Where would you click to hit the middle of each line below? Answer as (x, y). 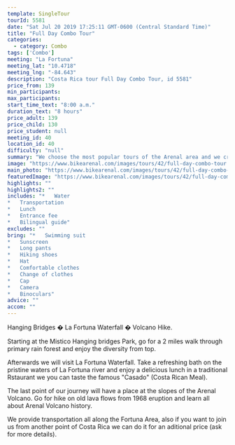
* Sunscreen (28, 242)
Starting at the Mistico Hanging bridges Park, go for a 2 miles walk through (115, 341)
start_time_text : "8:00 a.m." (51, 105)
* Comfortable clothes (43, 268)
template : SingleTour (39, 14)
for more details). (32, 434)
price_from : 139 (31, 85)
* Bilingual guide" (39, 222)
